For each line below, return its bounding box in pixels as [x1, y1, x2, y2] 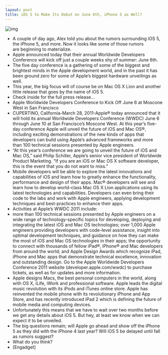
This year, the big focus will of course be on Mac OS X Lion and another [12, 83, 161, 89]
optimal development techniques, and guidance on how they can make [12, 232, 159, 238]
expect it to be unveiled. [12, 317, 63, 323]
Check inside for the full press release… [12, 94, 95, 100]
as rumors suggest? [12, 333, 54, 339]
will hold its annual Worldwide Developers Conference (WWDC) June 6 [12, 115, 159, 121]
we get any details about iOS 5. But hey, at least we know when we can [12, 312, 159, 318]
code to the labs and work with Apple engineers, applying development [12, 195, 160, 201]
